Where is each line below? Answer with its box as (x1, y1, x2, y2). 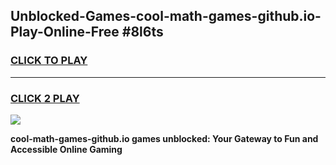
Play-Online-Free (10, 24, 120, 41)
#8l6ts (121, 24, 164, 41)
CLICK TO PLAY (10, 54, 88, 68)
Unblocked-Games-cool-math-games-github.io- (10, 8, 322, 25)
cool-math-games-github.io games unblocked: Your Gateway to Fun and (10, 132, 319, 144)
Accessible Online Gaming (10, 143, 123, 155)
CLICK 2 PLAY (10, 91, 80, 105)
